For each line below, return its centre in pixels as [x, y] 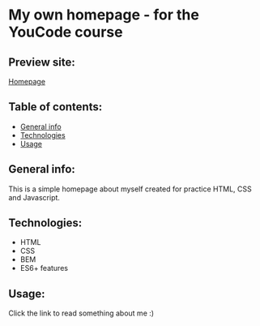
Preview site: [42, 62]
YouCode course [66, 32]
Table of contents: [55, 107]
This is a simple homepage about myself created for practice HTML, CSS [130, 189]
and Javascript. [34, 197]
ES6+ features [44, 268]
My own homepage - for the [104, 15]
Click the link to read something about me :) [81, 313]
